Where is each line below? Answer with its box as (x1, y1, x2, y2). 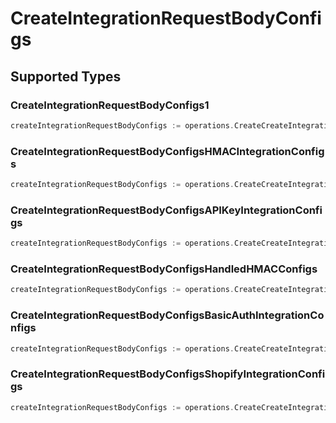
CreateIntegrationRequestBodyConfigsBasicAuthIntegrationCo (10, 308, 325, 322)
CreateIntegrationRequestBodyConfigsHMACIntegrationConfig (10, 144, 325, 158)
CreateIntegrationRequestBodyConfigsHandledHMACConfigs (10, 262, 318, 276)
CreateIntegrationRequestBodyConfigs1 (10, 98, 210, 112)
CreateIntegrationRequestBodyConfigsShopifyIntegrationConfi (10, 367, 326, 381)
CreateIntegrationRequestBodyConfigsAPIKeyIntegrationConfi (10, 203, 323, 217)
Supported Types (10, 68, 122, 85)
